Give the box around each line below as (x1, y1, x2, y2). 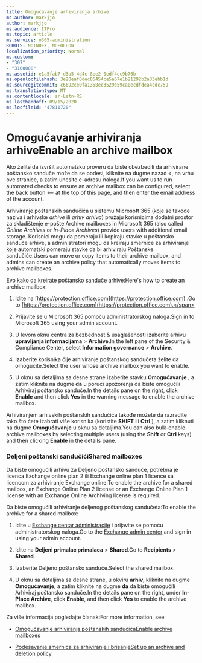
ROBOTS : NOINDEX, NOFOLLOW (6, 43, 74, 49)
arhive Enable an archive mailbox (6, 143, 173, 157)
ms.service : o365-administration (6, 37, 90, 43)
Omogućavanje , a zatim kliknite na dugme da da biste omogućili (14, 582, 176, 590)
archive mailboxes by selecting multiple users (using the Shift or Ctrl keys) (6, 431, 192, 438)
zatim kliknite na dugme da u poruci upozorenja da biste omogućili (14, 380, 180, 388)
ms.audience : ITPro (6, 25, 55, 32)
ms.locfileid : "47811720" (6, 104, 71, 111)
